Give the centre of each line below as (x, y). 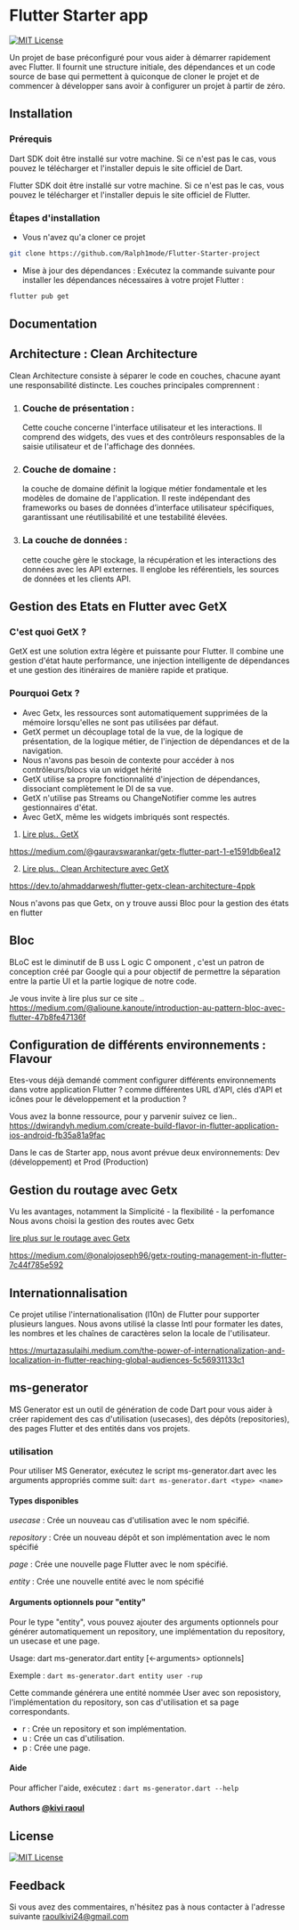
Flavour (31, 1059)
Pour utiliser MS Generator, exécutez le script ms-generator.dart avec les (143, 1471)
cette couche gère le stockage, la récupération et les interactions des (149, 560)
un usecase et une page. (55, 1641)
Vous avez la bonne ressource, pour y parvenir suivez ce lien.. (123, 1116)
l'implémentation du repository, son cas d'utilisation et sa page (124, 1702)
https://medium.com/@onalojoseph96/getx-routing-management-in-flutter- (148, 1255)
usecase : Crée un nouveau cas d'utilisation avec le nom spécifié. (129, 1520)
